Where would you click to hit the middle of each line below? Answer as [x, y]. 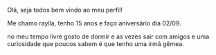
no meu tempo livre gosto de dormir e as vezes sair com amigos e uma [108, 36]
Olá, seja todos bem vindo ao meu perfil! [65, 10]
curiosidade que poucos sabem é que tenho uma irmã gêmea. [96, 44]
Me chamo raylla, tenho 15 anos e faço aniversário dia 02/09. [94, 23]
